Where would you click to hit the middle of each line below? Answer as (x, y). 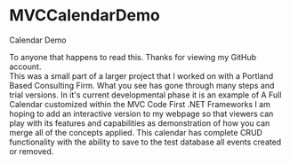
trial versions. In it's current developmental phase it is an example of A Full (145, 95)
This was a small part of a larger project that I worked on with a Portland (141, 75)
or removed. (32, 151)
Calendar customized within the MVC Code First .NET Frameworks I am (140, 104)
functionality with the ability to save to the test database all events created (145, 142)
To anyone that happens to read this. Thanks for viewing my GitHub (133, 57)
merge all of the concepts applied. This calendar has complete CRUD (136, 132)
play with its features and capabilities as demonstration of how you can (140, 123)
